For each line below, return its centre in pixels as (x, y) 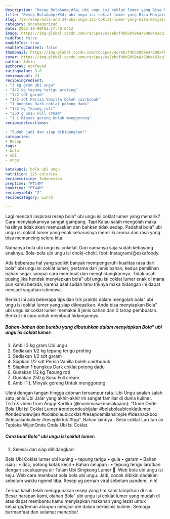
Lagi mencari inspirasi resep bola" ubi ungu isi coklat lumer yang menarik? (83, 216)
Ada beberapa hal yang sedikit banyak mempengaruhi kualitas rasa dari (80, 263)
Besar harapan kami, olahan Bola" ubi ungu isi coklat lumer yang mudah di (83, 496)
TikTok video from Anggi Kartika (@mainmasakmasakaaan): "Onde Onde (81, 403)
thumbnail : (17, 52)
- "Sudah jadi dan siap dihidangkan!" (46, 132)
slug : (11, 19)
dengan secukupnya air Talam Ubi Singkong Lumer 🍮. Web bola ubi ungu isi (84, 470)
